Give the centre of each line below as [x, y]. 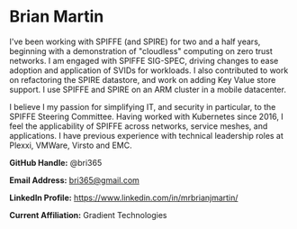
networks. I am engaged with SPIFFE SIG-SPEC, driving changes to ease [144, 60]
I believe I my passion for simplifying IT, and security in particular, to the [143, 106]
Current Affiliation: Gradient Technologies [88, 215]
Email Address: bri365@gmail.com [74, 180]
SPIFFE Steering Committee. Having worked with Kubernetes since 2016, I [146, 116]
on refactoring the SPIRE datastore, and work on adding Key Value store [143, 79]
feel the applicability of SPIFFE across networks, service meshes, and [139, 126]
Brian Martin [57, 17]
